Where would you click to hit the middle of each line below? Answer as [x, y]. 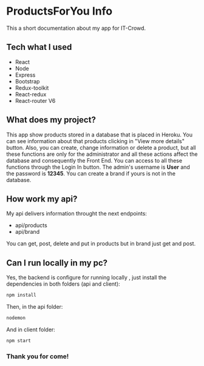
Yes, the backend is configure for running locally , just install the [87, 278]
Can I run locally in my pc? [57, 263]
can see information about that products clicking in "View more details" [96, 141]
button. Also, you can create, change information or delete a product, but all [101, 147]
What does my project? [51, 120]
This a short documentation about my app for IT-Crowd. [76, 28]
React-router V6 [35, 100]
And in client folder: [31, 329]
